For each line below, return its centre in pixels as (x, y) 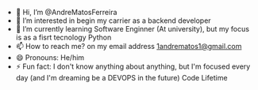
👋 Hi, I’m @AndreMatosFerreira (66, 12)
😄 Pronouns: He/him (50, 58)
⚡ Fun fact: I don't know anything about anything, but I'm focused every (133, 66)
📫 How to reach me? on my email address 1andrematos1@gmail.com (129, 46)
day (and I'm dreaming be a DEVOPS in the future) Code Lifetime (121, 78)
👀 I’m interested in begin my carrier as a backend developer (114, 21)
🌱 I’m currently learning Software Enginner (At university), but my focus (133, 29)
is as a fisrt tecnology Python (64, 37)
